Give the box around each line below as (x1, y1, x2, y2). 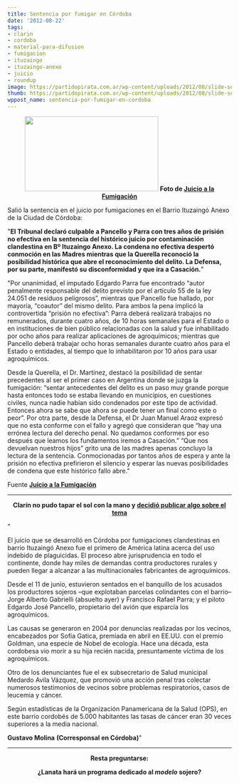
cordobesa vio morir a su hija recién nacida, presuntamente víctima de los (7, 647, 224, 655)
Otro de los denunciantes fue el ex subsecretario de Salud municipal (7, 668, 208, 676)
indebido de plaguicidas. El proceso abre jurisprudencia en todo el (7, 551, 202, 559)
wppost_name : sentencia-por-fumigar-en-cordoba (7, 97, 152, 104)
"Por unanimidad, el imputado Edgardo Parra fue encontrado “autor (7, 279, 205, 287)
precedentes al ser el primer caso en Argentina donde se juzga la (7, 376, 199, 384)
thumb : (7, 90, 27, 97)
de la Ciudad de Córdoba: (7, 214, 83, 221)
